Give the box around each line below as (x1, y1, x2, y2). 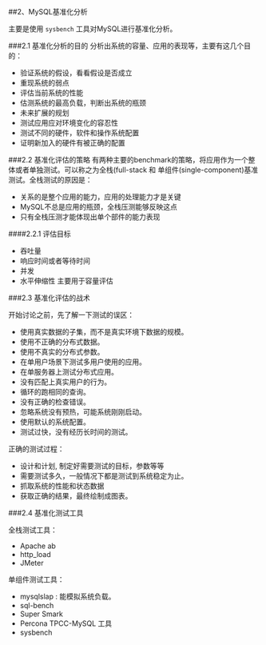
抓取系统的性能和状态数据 (19, 481, 105, 491)
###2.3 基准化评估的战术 (8, 293, 90, 302)
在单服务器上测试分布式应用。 (19, 367, 118, 376)
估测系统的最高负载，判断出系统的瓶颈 (19, 98, 146, 107)
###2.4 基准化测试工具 (8, 508, 84, 518)
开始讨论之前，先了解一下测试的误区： (8, 310, 134, 319)
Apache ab (19, 541, 56, 551)
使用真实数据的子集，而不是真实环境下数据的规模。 (19, 327, 189, 336)
